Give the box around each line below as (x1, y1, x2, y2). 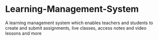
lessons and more (5, 30, 42, 36)
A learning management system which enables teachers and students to (5, 20, 153, 26)
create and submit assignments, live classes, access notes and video (5, 25, 147, 31)
